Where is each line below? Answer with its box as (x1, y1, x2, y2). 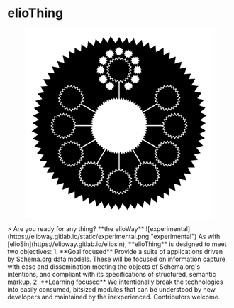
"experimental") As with (150, 232, 221, 240)
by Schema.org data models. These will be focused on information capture (7, 255, 225, 263)
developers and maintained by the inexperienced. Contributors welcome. (7, 292, 221, 301)
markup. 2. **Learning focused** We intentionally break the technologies (7, 277, 223, 286)
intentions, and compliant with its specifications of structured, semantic (7, 270, 216, 278)
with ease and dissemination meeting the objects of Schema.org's (7, 262, 201, 271)
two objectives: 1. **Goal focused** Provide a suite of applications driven (7, 247, 223, 255)
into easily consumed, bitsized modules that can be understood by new (7, 285, 216, 293)
